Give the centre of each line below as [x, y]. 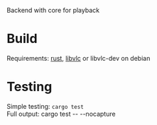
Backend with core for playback [53, 10]
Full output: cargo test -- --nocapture [61, 114]
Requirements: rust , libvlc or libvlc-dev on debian [78, 58]
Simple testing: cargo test [45, 106]
